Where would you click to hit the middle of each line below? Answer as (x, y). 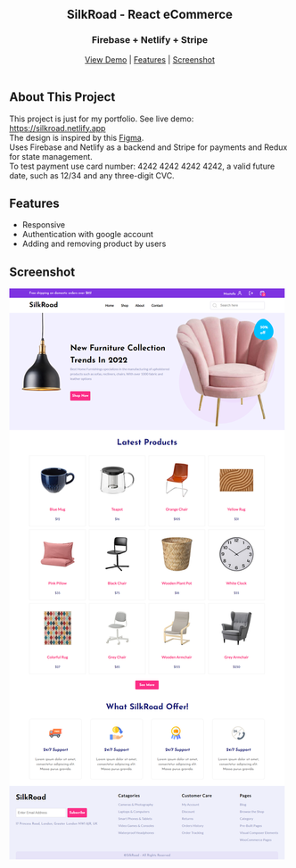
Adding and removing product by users (94, 244)
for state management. (51, 156)
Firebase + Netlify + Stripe (150, 40)
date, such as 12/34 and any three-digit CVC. (92, 175)
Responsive (43, 225)
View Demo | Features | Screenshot (150, 59)
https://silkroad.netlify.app (58, 128)
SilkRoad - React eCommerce (150, 15)
